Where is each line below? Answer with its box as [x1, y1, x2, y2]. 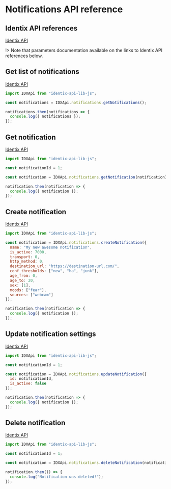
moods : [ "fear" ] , [10, 287, 47, 293]
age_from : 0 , [10, 273, 38, 278]
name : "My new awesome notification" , [10, 245, 93, 250]
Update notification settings [5, 330, 96, 339]
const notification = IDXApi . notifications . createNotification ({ [5, 240, 147, 245]
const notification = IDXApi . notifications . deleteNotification [5, 460, 142, 466]
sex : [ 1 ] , [10, 282, 31, 288]
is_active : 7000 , [10, 249, 47, 254]
